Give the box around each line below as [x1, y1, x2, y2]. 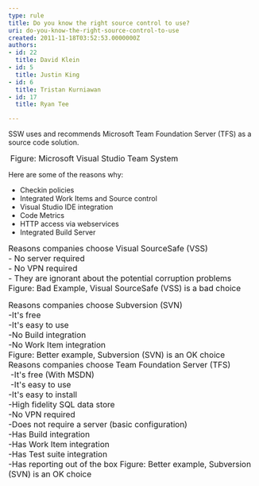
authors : [8, 41, 37, 49]
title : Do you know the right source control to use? [8, 19, 191, 27]
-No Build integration [8, 329, 87, 340]
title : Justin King [15, 71, 80, 79]
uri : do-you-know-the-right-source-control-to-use [8, 26, 180, 34]
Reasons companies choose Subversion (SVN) [8, 300, 183, 311]
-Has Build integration [8, 429, 90, 440]
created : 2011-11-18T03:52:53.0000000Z [8, 33, 141, 42]
